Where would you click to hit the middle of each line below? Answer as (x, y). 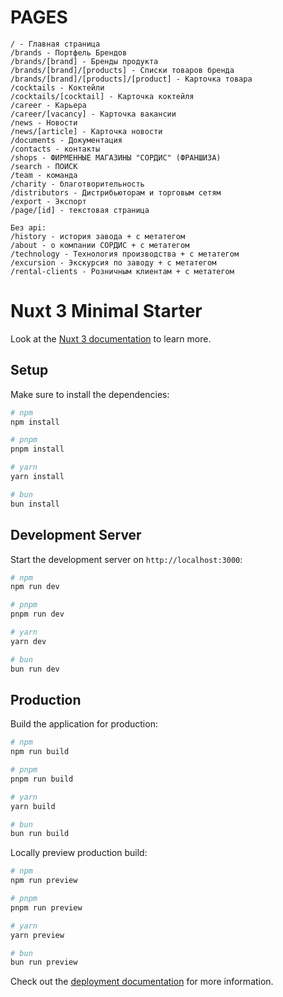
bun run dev (35, 669)
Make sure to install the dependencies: (90, 394)
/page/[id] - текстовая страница (80, 210)
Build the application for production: (84, 724)
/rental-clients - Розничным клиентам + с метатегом (122, 271)
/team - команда (44, 175)
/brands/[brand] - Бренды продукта (84, 61)
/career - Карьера (48, 105)
